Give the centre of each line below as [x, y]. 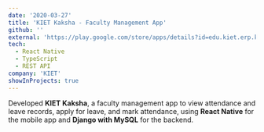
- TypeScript [37, 59]
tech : [17, 45]
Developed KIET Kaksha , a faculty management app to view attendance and [132, 103]
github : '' [26, 30]
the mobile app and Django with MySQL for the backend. [101, 120]
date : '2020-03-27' [40, 15]
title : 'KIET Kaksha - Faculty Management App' [88, 23]
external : [24, 37]
